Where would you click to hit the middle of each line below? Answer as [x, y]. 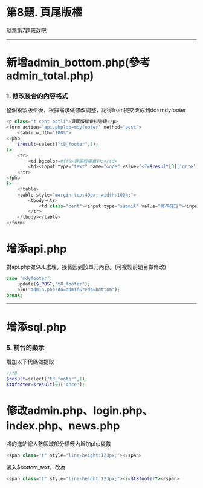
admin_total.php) [50, 76]
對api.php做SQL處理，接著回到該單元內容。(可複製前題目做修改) [86, 267]
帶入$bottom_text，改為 [36, 467]
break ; [14, 295]
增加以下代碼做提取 [30, 362]
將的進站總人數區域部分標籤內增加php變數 [59, 444]
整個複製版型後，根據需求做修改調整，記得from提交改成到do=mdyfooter [96, 110]
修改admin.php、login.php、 [80, 410]
